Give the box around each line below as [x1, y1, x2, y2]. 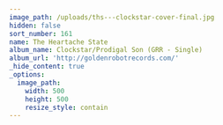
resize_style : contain [25, 103, 108, 112]
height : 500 [25, 94, 69, 104]
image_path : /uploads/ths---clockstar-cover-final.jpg [9, 12, 215, 22]
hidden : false [9, 21, 62, 30]
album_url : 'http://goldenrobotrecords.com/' [9, 54, 179, 62]
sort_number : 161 [9, 29, 73, 38]
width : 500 [25, 86, 65, 95]
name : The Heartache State [9, 37, 108, 47]
